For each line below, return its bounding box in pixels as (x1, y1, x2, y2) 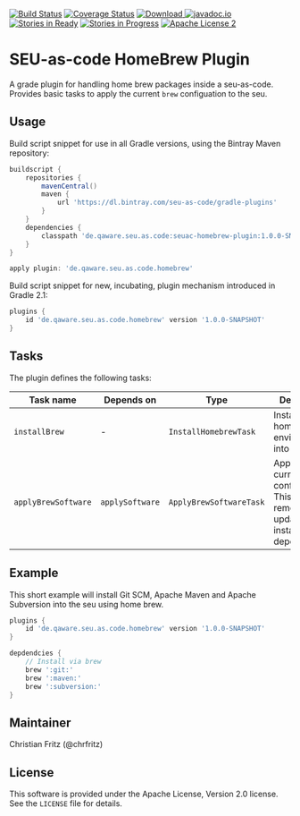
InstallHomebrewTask (168, 426, 256, 437)
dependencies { (25, 223, 82, 232)
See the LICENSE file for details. (9, 798, 123, 809)
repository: (9, 148, 50, 158)
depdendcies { (9, 649, 62, 658)
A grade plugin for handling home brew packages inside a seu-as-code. (9, 79, 274, 89)
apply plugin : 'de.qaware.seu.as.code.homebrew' (9, 264, 194, 273)
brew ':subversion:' (25, 682, 102, 691)
